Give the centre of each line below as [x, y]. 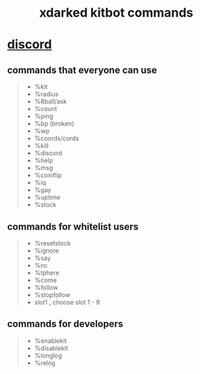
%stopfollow [52, 295]
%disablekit [51, 348]
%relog [45, 363]
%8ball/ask [51, 101]
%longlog [48, 355]
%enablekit [51, 341]
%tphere [47, 273]
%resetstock [53, 243]
